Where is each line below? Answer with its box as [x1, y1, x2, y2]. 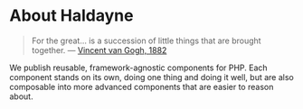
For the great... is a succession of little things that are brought [31, 35, 261, 46]
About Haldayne [9, 5, 134, 26]
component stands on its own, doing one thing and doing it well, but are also [9, 71, 294, 82]
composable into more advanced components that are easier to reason [9, 81, 274, 92]
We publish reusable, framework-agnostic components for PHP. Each [9, 62, 269, 73]
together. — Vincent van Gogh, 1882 [31, 44, 167, 55]
